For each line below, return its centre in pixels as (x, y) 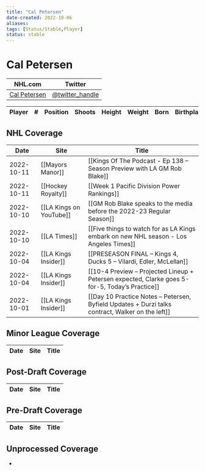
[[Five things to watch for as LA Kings (142, 228)
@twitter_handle (75, 95)
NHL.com (28, 84)
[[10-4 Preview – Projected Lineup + (141, 271)
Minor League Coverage (53, 333)
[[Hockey (54, 185)
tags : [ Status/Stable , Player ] (45, 29)
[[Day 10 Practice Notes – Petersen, (140, 297)
